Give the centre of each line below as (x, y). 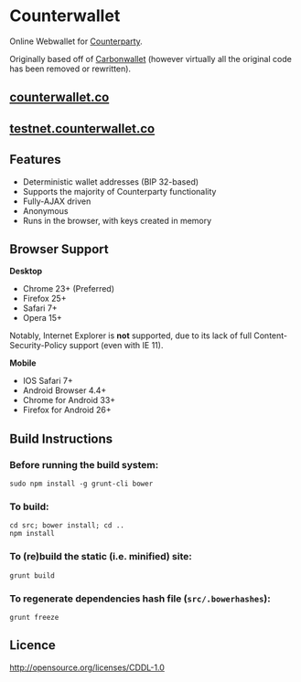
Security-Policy (38, 346)
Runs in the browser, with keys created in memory (117, 220)
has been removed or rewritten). (70, 69)
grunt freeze (34, 617)
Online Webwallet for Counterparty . (76, 41)
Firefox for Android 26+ (67, 410)
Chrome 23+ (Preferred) (69, 289)
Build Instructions (61, 438)
